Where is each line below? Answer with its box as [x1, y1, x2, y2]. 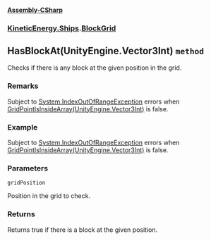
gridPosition [7, 180, 46, 187]
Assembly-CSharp [7, 6, 64, 14]
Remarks [7, 81, 39, 91]
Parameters [7, 163, 48, 173]
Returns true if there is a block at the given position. [7, 225, 157, 234]
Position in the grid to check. [7, 192, 90, 200]
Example [7, 122, 38, 132]
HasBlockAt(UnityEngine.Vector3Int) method [7, 44, 205, 56]
